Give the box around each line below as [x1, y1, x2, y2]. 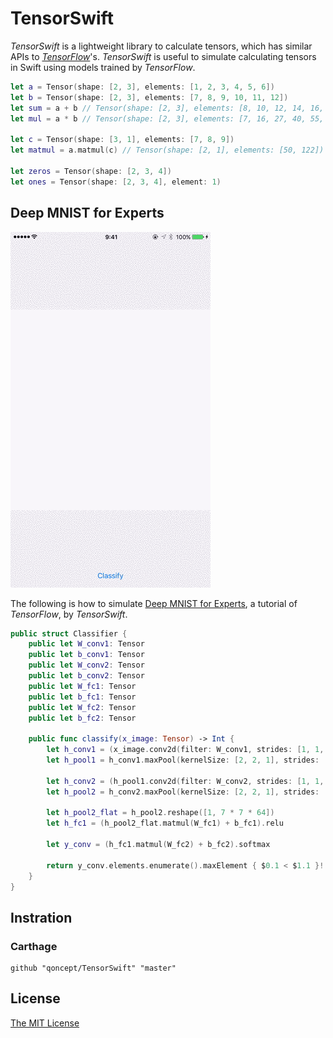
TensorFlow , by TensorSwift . [10, 608, 128, 620]
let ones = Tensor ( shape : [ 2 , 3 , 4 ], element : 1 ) [10, 177, 222, 187]
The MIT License [10, 1017, 80, 1029]
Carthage [10, 939, 58, 953]
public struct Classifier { [10, 628, 128, 639]
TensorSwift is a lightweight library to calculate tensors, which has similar [10, 40, 313, 52]
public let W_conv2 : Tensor [28, 660, 145, 671]
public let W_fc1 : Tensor [28, 681, 137, 691]
